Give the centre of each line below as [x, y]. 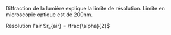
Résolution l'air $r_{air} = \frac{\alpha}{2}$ [58, 26]
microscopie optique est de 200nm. [49, 15]
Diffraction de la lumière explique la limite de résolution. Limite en [85, 8]
